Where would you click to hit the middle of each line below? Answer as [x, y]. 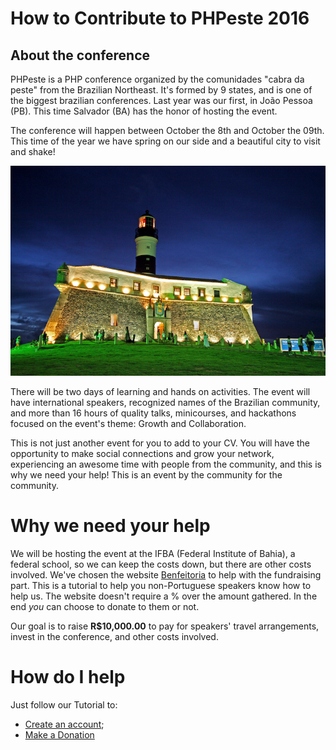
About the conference [80, 55]
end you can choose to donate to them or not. [105, 606]
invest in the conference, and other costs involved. [114, 636]
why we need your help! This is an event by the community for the [146, 474]
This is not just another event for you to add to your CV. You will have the [160, 443]
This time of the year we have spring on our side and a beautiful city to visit [165, 141]
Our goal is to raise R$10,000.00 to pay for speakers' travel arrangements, [165, 626]
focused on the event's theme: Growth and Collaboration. [128, 423]
